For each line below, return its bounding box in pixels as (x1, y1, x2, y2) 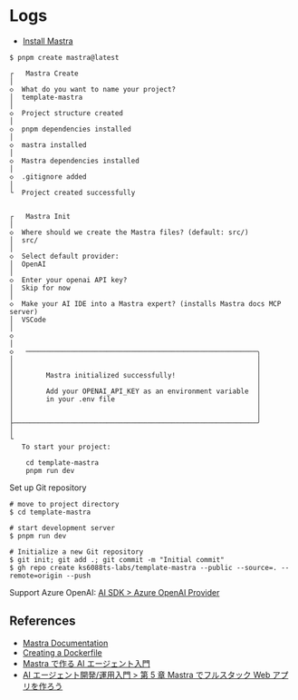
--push (66, 571, 91, 580)
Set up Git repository (9, 482, 87, 493)
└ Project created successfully (9, 188, 136, 197)
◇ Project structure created (9, 108, 124, 118)
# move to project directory (9, 499, 120, 508)
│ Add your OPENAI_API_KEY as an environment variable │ (9, 387, 261, 396)
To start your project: (21, 442, 111, 451)
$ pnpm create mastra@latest (9, 53, 120, 62)
